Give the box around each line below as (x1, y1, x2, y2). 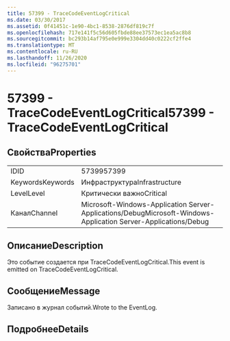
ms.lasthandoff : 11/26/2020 (7, 55, 88, 62)
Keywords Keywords (10, 177, 75, 187)
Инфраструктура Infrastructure (81, 177, 181, 187)
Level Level (10, 188, 45, 198)
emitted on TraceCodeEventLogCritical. (7, 265, 118, 274)
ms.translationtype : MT (7, 42, 75, 49)
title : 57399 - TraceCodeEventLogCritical (7, 10, 130, 17)
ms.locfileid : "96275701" (7, 61, 81, 68)
